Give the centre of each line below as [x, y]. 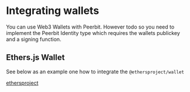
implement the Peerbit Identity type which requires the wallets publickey [93, 33]
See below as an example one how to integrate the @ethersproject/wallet [95, 72]
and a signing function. [34, 39]
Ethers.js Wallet [36, 57]
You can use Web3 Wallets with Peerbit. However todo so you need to [90, 27]
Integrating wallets [53, 11]
